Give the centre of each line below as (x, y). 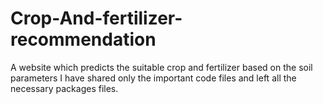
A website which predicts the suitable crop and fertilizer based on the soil (161, 67)
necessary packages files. (64, 88)
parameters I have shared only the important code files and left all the (153, 78)
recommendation (83, 39)
